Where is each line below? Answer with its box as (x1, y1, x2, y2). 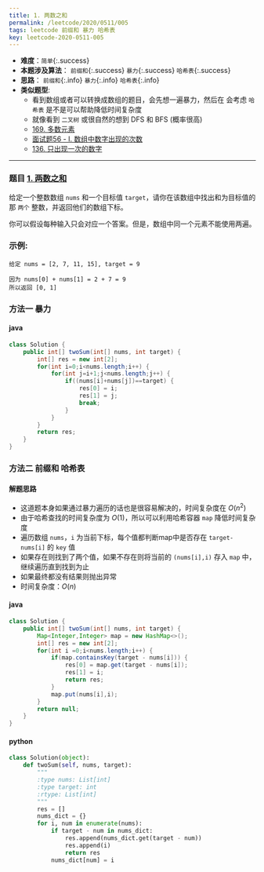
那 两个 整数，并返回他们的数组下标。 (9, 202, 128, 212)
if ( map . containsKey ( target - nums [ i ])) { (50, 654, 189, 662)
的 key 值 (46, 542, 76, 552)
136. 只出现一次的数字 (31, 144, 103, 154)
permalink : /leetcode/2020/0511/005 (9, 19, 128, 27)
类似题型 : (20, 86, 50, 95)
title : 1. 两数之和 (9, 11, 68, 20)
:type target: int (37, 783, 97, 791)
